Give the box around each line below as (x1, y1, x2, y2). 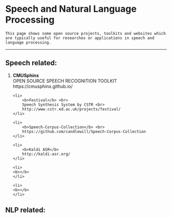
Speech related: (5, 58, 57, 67)
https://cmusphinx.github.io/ (12, 83, 73, 89)
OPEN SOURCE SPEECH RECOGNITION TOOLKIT (12, 77, 117, 84)
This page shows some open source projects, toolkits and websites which (5, 31, 166, 36)
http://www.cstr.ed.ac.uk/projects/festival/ (22, 106, 121, 112)
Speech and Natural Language (5, 3, 137, 15)
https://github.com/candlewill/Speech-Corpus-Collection (22, 129, 146, 134)
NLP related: (5, 206, 46, 214)
